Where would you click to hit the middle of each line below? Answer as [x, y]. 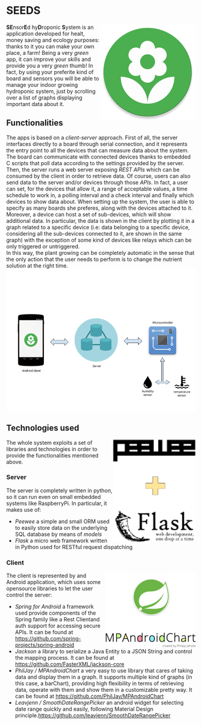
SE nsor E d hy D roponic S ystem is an [50, 27]
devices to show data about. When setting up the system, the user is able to [100, 201]
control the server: [29, 595]
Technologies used [43, 428]
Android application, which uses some [54, 582]
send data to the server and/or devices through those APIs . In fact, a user [97, 182]
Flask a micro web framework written [61, 541]
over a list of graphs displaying [44, 98]
